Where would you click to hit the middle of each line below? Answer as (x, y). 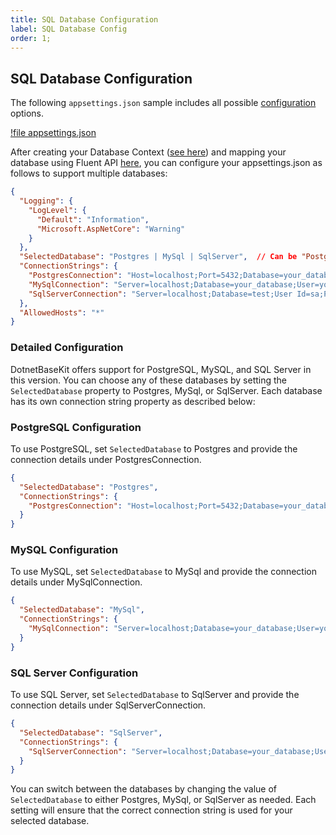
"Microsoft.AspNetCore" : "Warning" (111, 229)
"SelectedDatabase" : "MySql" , (82, 610)
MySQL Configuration (64, 550)
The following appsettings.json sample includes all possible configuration (163, 103)
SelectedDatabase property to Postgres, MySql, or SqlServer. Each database (166, 390)
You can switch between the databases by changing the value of (143, 789)
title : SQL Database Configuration (84, 19)
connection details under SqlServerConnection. (108, 705)
